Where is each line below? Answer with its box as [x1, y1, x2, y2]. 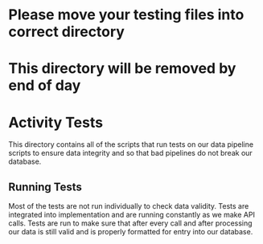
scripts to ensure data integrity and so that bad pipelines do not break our [8, 148, 253, 158]
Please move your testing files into [8, 6, 245, 24]
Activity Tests [8, 113, 103, 132]
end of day [8, 76, 81, 95]
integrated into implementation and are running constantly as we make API [8, 210, 256, 220]
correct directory [8, 22, 125, 41]
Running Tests [8, 180, 82, 193]
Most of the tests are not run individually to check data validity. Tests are [8, 201, 249, 211]
